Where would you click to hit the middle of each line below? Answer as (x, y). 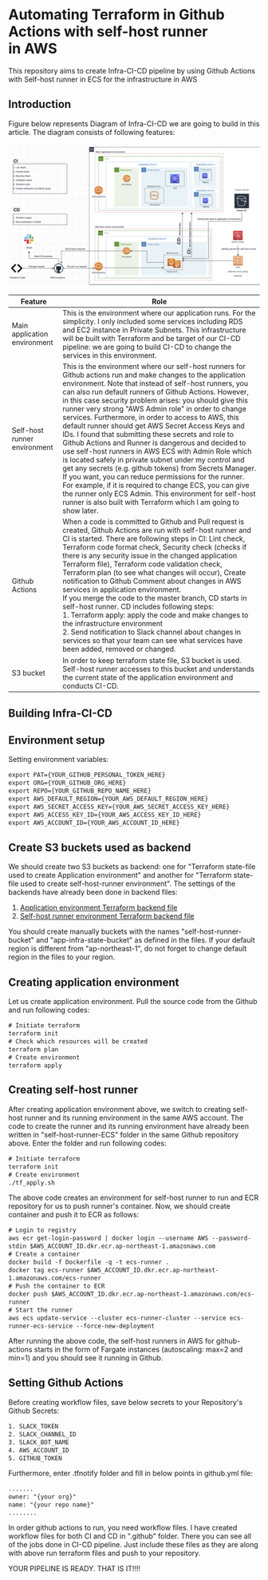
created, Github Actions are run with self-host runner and (157, 530)
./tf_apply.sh (32, 1183)
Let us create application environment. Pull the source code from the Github (133, 1002)
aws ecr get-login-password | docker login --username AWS (108, 1238)
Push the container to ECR (60, 1286)
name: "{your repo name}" (51, 1505)
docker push (28, 1294)
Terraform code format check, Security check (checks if (155, 547)
